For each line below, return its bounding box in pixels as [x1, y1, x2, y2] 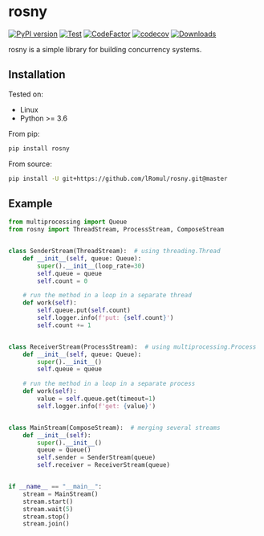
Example [8, 196, 53, 211]
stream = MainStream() [22, 489, 99, 498]
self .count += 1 [37, 321, 91, 329]
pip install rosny [8, 144, 70, 153]
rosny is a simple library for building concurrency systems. [8, 44, 202, 54]
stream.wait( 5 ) [22, 505, 74, 513]
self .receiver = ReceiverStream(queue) [37, 461, 171, 469]
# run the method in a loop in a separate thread [22, 292, 193, 300]
